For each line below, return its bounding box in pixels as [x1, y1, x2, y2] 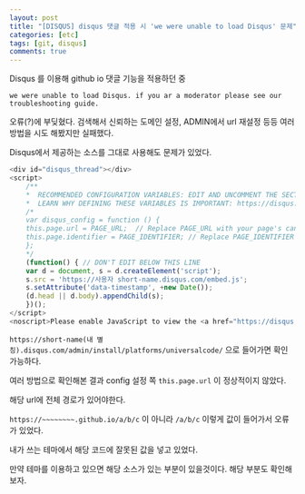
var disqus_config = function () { [25, 215, 161, 225]
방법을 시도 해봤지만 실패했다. [9, 128, 114, 139]
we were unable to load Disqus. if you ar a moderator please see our [9, 92, 282, 101]
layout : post [9, 13, 59, 23]
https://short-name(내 [9, 335, 93, 344]
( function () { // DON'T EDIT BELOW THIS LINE [25, 258, 202, 267]
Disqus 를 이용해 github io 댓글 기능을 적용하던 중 [9, 74, 186, 84]
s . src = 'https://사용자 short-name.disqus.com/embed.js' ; [25, 274, 248, 284]
